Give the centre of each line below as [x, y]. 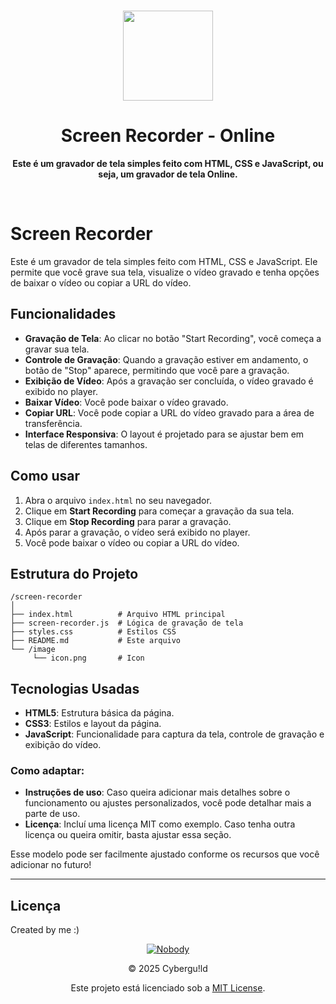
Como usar [45, 476]
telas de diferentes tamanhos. [86, 444]
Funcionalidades [63, 314]
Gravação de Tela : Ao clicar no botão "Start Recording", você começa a [173, 338]
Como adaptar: [47, 771]
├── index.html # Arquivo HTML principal [118, 615]
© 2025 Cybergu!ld [168, 969]
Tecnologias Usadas [75, 688]
